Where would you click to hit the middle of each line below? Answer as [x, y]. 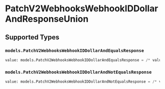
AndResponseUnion [47, 19]
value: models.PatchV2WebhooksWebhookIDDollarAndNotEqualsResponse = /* [81, 82]
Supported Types [32, 37]
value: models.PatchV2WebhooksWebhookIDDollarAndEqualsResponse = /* [78, 60]
